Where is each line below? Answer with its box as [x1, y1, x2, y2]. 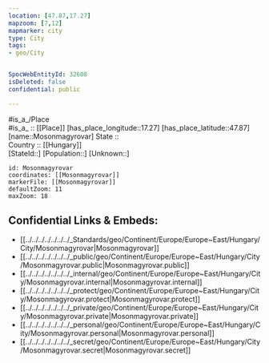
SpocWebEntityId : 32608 [8, 71, 88, 79]
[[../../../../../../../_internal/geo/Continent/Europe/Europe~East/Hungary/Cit [19, 269, 261, 279]
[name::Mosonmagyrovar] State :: [8, 131, 119, 141]
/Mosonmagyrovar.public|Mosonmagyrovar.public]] [19, 260, 190, 270]
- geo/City [8, 49, 45, 57]
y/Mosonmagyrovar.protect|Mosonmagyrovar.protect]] [19, 294, 201, 305]
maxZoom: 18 [8, 192, 48, 200]
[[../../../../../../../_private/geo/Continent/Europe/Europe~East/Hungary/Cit [19, 303, 259, 313]
